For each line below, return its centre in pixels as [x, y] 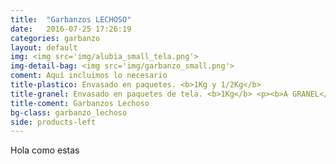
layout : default [44, 47]
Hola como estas [45, 150]
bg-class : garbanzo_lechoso [69, 112]
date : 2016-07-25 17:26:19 [71, 29]
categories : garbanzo [55, 38]
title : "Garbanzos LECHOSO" [71, 19]
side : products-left [53, 122]
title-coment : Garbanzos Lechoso [80, 103]
